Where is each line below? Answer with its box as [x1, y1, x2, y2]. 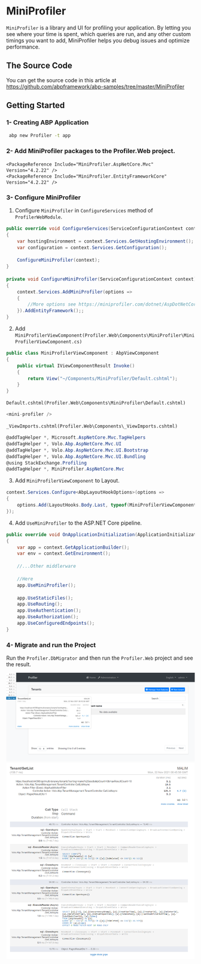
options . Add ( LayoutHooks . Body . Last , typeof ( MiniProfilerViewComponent [17, 502, 197, 508]
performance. [6, 43, 40, 50]
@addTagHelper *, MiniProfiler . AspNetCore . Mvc [6, 466, 124, 472]
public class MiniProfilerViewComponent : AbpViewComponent [6, 350, 160, 357]
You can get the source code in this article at [6, 76, 117, 83]
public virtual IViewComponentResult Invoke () [17, 363, 135, 369]
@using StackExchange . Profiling [6, 460, 87, 466]
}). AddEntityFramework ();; [17, 308, 84, 314]
